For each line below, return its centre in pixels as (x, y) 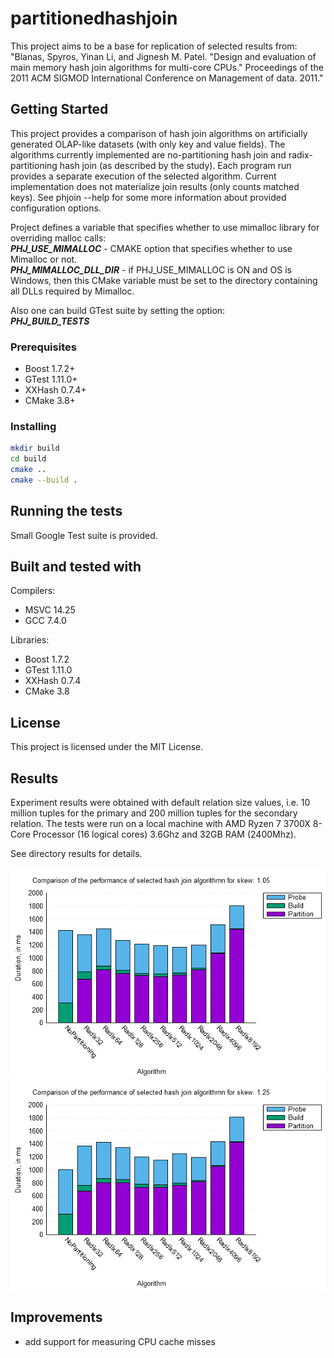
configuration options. (56, 208)
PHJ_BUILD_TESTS (50, 321)
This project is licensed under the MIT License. (107, 747)
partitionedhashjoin (94, 18)
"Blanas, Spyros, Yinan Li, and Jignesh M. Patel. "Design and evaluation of (163, 56)
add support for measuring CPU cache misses (120, 1341)
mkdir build (35, 448)
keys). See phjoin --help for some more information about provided (148, 197)
